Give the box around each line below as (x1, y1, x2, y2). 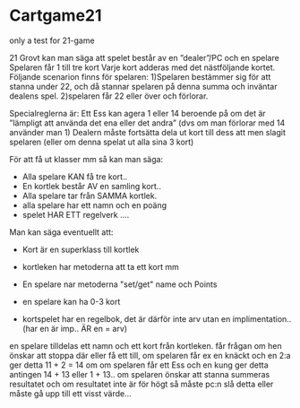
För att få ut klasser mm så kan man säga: (9, 153, 164, 164)
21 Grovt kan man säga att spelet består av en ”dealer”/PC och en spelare (9, 52, 279, 63)
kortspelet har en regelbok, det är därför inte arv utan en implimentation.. (21, 313, 292, 324)
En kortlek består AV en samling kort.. (21, 180, 161, 191)
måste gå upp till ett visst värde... (9, 387, 132, 399)
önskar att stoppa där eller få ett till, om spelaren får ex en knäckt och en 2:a (9, 350, 291, 360)
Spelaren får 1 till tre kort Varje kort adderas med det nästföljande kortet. (9, 62, 276, 73)
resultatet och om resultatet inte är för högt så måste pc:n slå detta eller (9, 378, 274, 389)
